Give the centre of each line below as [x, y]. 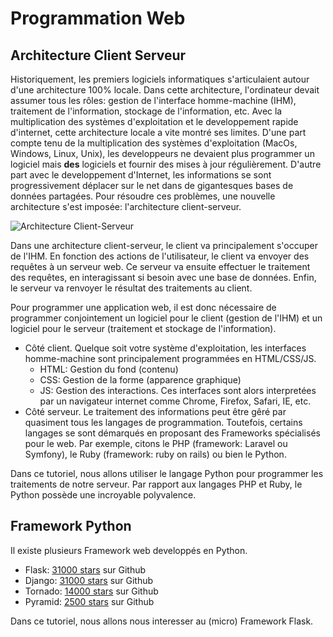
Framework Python [71, 526]
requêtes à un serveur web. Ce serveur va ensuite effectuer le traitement [160, 266]
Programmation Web [98, 18]
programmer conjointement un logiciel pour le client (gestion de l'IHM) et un [166, 318]
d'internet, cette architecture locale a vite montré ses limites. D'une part [158, 132]
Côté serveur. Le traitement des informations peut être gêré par [155, 411]
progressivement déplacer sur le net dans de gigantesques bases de [152, 185]
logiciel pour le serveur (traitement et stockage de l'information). [143, 328]
